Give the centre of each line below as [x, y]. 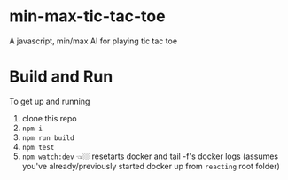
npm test [38, 147]
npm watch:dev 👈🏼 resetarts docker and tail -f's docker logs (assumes [150, 156]
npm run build [48, 138]
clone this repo [49, 118]
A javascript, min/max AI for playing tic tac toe [93, 41]
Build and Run [61, 77]
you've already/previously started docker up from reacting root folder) [151, 166]
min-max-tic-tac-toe [87, 16]
